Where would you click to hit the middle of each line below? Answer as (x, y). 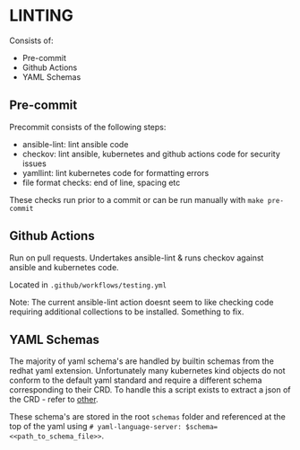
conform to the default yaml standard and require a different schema (136, 380)
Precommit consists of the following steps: (88, 127)
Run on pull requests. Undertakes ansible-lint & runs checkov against (137, 258)
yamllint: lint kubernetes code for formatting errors (116, 172)
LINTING (41, 16)
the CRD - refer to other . (54, 400)
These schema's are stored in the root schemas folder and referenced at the (148, 417)
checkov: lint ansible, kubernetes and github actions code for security (151, 154)
